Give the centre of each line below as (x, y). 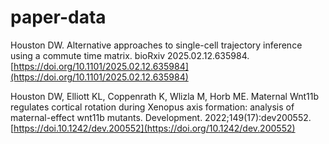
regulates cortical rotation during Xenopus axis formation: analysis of (152, 107)
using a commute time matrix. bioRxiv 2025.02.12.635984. (130, 55)
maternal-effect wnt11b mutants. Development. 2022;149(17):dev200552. (161, 117)
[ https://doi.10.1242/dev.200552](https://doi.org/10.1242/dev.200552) (153, 128)
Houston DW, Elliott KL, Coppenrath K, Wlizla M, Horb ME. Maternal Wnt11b (165, 96)
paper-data (58, 17)
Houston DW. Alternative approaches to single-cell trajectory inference (156, 45)
